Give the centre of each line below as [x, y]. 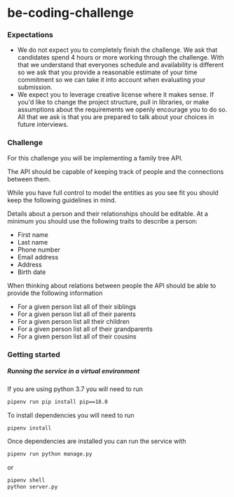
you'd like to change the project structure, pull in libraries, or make [113, 102]
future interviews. [43, 125]
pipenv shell [26, 481]
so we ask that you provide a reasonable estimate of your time [107, 72]
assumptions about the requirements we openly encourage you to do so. [122, 109]
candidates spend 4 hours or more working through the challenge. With [121, 57]
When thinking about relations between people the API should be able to [112, 285]
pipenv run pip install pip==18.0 [58, 402]
